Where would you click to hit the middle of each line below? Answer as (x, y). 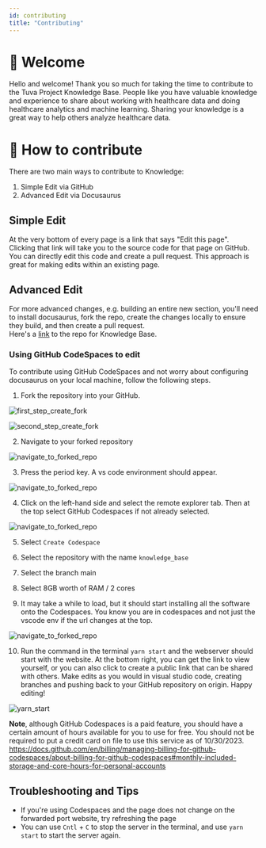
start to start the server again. (70, 835)
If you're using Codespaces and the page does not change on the (128, 810)
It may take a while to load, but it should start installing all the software (135, 604)
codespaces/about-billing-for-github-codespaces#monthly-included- (123, 758)
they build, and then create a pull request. (77, 325)
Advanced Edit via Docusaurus (70, 196)
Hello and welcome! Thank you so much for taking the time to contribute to (131, 84)
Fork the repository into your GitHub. (80, 395)
